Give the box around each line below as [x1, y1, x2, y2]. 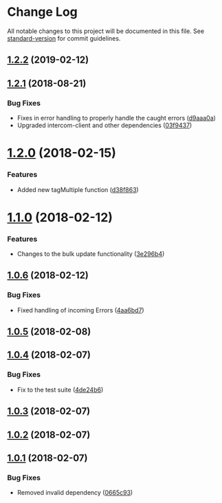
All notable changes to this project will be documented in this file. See [7, 27, 205, 35]
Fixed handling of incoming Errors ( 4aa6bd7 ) [16, 306, 144, 314]
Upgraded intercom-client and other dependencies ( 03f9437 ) [16, 121, 192, 129]
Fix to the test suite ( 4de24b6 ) [16, 385, 104, 394]
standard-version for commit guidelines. [7, 34, 121, 42]
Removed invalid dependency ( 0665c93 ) [16, 489, 133, 497]
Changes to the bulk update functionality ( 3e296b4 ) [16, 249, 165, 258]
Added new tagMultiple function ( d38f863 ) [16, 185, 139, 193]
